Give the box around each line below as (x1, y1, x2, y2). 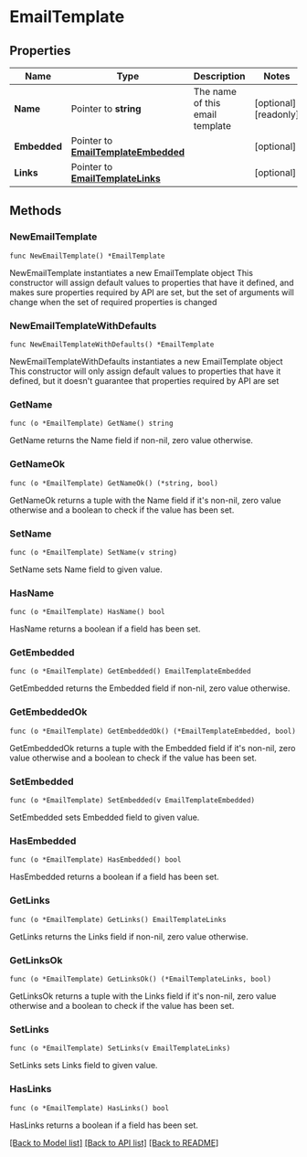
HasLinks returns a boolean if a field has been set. (9, 1120, 198, 1130)
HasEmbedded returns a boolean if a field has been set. (9, 871, 219, 883)
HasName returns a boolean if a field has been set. (9, 623, 201, 634)
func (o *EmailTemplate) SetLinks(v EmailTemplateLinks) (9, 1044, 231, 1053)
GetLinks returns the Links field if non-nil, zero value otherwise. (9, 930, 249, 942)
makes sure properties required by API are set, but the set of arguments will (9, 286, 294, 298)
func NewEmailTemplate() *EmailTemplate (9, 251, 166, 260)
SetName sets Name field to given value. (9, 564, 163, 575)
